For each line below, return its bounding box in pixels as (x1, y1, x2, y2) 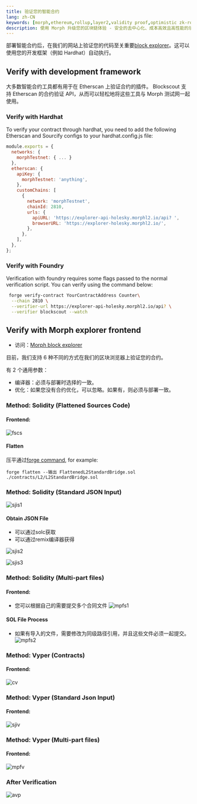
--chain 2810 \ (11, 298, 49, 304)
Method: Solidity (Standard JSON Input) (6, 488, 122, 496)
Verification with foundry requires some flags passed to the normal (6, 275, 168, 282)
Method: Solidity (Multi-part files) (6, 574, 104, 582)
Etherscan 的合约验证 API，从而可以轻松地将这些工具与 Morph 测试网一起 (12, 91, 191, 98)
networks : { (11, 149, 41, 155)
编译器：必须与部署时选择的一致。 (14, 379, 97, 386)
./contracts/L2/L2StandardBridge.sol (6, 474, 98, 480)
